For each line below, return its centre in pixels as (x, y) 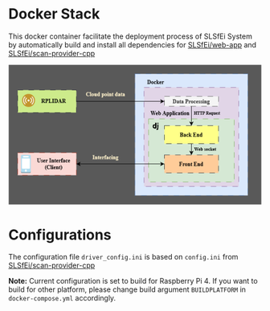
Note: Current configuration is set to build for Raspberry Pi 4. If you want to (133, 281)
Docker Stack (54, 14)
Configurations (60, 235)
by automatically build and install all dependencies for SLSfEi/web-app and (133, 44)
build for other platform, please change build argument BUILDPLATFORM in (127, 289)
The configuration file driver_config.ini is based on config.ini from (123, 257)
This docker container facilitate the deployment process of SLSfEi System (131, 36)
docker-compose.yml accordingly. (62, 298)
